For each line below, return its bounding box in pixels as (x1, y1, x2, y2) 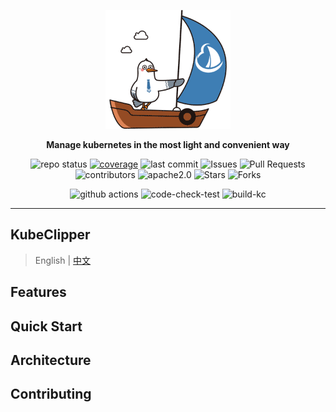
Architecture (10, 351, 92, 369)
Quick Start (10, 318, 83, 335)
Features (10, 284, 67, 301)
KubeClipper (10, 226, 91, 244)
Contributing (10, 386, 92, 403)
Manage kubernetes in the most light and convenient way (46, 139, 290, 150)
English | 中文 (34, 254, 92, 266)
